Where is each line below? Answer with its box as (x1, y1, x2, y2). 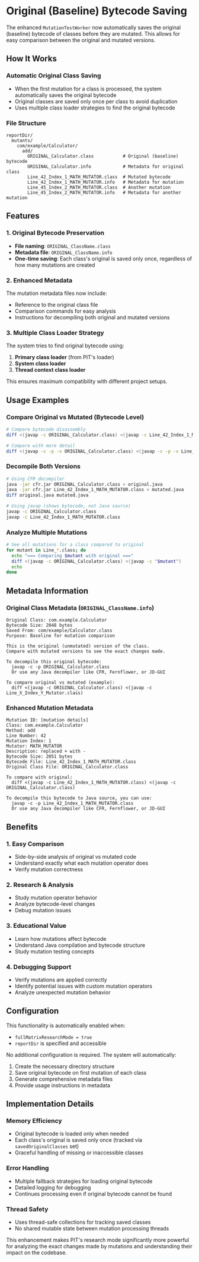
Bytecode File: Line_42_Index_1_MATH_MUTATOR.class (6, 759, 136, 765)
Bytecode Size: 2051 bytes (6, 754, 73, 759)
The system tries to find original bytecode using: (6, 342, 124, 349)
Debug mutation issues (14, 907, 72, 914)
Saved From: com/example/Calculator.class (6, 627, 113, 634)
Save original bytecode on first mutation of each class (14, 1069, 147, 1076)
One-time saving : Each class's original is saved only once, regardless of (14, 255, 192, 262)
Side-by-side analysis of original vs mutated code (14, 853, 136, 861)
